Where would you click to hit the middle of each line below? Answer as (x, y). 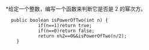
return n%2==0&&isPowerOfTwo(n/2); (82, 36)
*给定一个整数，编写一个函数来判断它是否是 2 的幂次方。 (76, 9)
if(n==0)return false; (66, 31)
